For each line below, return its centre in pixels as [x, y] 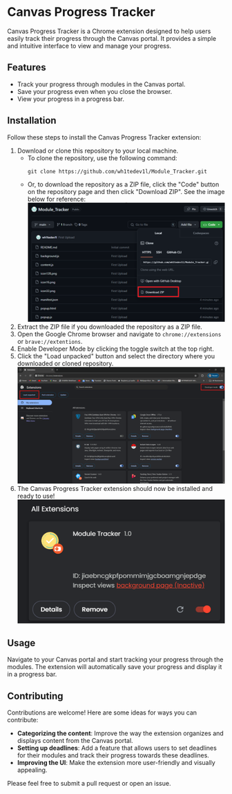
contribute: [23, 720]
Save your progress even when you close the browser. [95, 91]
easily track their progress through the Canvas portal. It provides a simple [112, 38]
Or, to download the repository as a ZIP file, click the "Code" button [123, 184]
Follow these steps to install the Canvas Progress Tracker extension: [104, 137]
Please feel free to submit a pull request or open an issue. [89, 784]
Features [27, 67]
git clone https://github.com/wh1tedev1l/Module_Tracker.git [117, 171]
